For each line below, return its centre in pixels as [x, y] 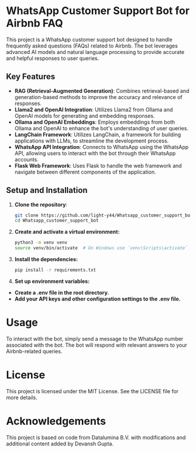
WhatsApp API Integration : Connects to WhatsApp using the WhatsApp [102, 147]
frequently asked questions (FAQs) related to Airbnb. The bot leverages [92, 46]
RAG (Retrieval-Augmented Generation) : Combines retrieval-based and [102, 91]
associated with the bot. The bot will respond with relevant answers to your [97, 345]
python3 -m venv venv [41, 243]
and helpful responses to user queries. [53, 58]
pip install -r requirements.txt [55, 270]
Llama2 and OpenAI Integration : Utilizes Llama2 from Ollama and [94, 109]
